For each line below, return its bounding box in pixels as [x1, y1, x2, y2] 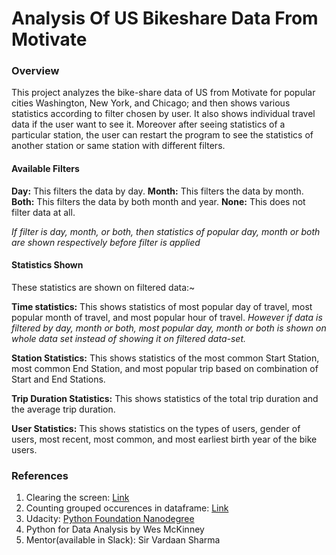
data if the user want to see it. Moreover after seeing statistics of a [11, 118, 286, 131]
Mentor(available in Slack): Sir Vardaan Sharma [25, 534, 221, 546]
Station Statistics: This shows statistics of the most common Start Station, [11, 352, 320, 364]
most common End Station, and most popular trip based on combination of [11, 362, 319, 374]
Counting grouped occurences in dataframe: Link [25, 502, 229, 514]
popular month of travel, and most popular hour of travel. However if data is [11, 311, 323, 323]
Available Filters [11, 163, 80, 175]
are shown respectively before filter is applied [11, 236, 201, 248]
